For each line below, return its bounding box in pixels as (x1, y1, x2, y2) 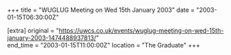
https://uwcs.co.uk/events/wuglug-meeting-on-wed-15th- (58, 27, 224, 34)
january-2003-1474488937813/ (7, 34, 97, 42)
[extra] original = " (7, 27, 59, 34)
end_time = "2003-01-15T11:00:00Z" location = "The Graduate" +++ (7, 41, 201, 49)
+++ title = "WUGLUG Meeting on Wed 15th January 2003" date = (7, 6, 195, 14)
